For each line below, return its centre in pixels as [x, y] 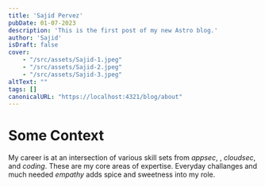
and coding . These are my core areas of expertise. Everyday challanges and [133, 166]
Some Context [56, 136]
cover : [19, 52]
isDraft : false [33, 45]
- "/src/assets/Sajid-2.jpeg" [73, 67]
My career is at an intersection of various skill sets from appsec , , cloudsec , [132, 158]
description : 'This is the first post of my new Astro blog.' [113, 30]
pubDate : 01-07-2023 [42, 23]
